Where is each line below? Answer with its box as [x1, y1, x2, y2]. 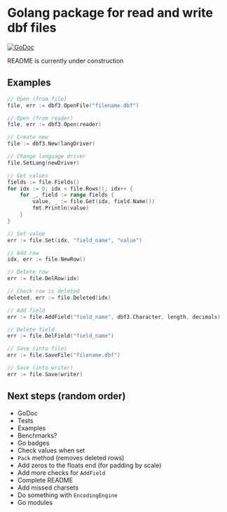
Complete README [17, 476, 74, 484]
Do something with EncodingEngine [17, 490, 118, 499]
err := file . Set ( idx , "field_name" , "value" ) [7, 237, 142, 244]
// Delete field [7, 326, 55, 333]
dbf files [7, 20, 57, 36]
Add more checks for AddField [17, 468, 106, 477]
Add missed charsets [17, 483, 79, 492]
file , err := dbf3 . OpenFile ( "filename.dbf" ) [7, 102, 139, 109]
